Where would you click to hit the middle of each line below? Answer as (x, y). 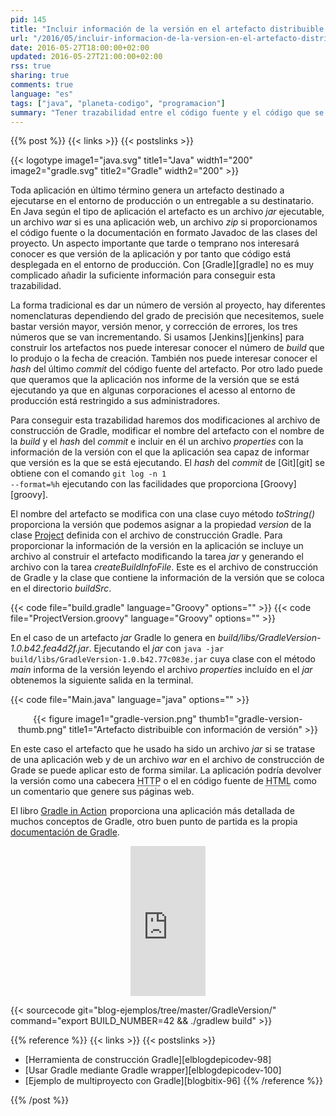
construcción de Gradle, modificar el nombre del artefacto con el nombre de (167, 431)
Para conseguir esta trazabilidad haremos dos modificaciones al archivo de (165, 420)
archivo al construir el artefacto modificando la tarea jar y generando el (157, 557)
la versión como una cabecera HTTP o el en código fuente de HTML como (163, 781)
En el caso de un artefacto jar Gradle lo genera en (113, 638)
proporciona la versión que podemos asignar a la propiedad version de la (161, 525)
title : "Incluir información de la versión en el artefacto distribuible (167, 29)
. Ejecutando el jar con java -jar (156, 648)
